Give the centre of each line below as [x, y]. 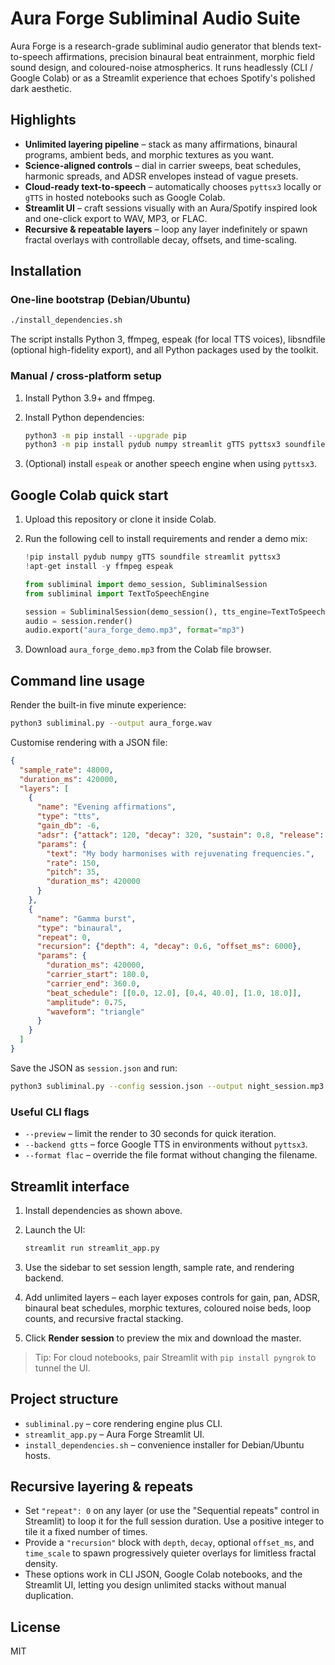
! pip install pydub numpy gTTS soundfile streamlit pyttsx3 [152, 557]
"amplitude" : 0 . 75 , [87, 1002]
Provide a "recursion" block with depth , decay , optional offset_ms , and [169, 1543]
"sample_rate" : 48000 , [66, 770]
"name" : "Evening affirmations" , [106, 807]
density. [41, 1564]
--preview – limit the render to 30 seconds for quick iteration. [150, 1134]
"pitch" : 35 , [73, 872]
